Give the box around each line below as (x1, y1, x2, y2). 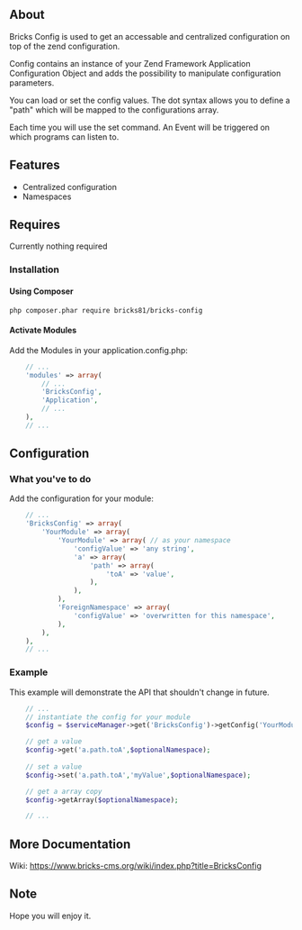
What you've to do (9, 473, 92, 486)
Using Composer (9, 286, 74, 296)
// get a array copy (25, 787, 102, 796)
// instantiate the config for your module (25, 712, 191, 722)
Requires (9, 217, 61, 232)
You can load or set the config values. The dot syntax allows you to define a (9, 95, 290, 105)
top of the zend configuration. (9, 41, 120, 51)
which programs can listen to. (9, 131, 120, 142)
